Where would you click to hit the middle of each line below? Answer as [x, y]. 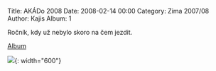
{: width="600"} [38, 61]
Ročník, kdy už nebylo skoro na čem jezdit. [70, 32]
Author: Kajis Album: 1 [39, 18]
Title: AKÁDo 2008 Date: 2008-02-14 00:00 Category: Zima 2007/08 [108, 11]
